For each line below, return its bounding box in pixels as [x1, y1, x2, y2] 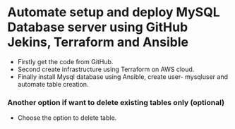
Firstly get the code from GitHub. [17, 57, 114, 66]
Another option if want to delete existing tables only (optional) [7, 97, 224, 107]
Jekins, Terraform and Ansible [7, 35, 189, 50]
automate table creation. [17, 80, 89, 88]
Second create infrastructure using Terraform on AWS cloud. [17, 65, 195, 73]
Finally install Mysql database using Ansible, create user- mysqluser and [17, 72, 228, 81]
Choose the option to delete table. [17, 113, 117, 122]
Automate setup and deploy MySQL [7, 4, 220, 20]
